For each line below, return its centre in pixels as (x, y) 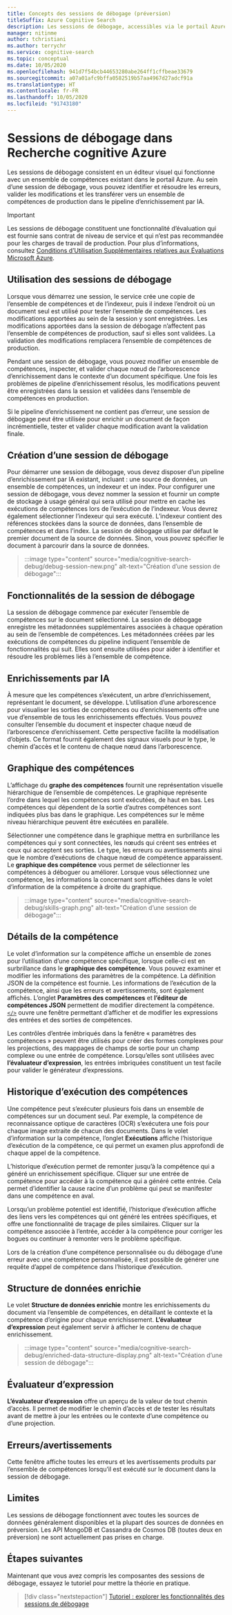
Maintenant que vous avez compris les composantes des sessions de (106, 1575)
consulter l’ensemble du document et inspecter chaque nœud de (99, 724)
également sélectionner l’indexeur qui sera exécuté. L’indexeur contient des (115, 516)
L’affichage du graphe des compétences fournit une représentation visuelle (115, 785)
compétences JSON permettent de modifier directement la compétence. (111, 1005)
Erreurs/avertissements (60, 1445)
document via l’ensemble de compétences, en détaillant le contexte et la (110, 1312)
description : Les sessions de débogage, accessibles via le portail (108, 26)
